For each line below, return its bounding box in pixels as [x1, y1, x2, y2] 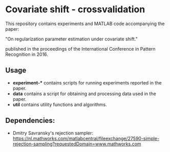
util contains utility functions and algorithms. [12, 101, 107, 107]
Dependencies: [5, 116, 55, 125]
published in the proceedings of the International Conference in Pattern [5, 46, 156, 52]
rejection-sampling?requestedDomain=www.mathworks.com [12, 141, 142, 147]
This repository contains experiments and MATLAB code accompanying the [5, 20, 165, 27]
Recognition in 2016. [5, 51, 49, 57]
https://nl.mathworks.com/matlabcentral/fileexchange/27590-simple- [12, 135, 160, 141]
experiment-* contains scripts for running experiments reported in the [12, 79, 162, 85]
